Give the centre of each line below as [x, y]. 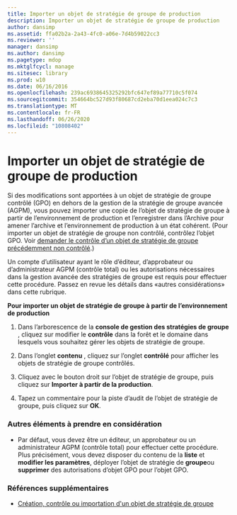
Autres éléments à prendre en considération [85, 424]
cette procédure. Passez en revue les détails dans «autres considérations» [116, 285]
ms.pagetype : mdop [34, 60]
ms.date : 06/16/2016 [38, 86]
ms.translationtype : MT [42, 106]
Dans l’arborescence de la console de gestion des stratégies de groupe [123, 327]
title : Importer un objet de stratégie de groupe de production [104, 14]
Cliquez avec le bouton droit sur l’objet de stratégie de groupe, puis [116, 377]
